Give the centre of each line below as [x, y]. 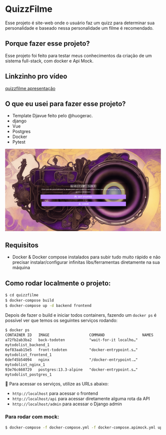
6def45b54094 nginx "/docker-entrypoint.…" [72, 360]
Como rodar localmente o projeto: [58, 283]
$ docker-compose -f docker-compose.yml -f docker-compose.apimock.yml [80, 427]
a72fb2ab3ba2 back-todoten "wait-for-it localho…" [72, 340]
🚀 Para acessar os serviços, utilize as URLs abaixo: [57, 384]
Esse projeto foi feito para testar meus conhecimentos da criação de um [79, 55]
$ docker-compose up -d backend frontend [48, 305]
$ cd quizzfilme [22, 295]
